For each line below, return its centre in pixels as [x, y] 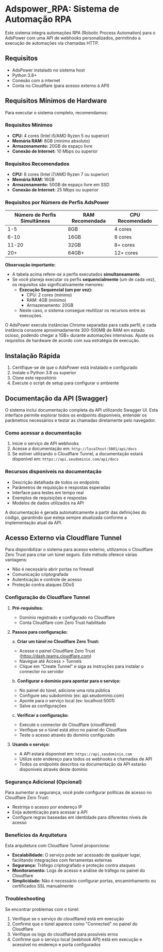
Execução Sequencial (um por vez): [56, 290]
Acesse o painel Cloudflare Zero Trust [57, 651]
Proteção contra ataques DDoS [43, 585]
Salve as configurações [43, 706]
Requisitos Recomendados [37, 164]
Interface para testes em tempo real [48, 492]
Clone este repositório [34, 378]
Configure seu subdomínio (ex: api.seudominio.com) [72, 695]
